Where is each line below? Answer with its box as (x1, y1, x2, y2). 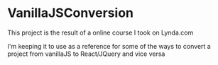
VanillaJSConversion (7, 5, 133, 21)
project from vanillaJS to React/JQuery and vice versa (7, 49, 165, 58)
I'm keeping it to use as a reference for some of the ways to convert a (7, 42, 211, 50)
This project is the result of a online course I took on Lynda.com (7, 28, 194, 37)
